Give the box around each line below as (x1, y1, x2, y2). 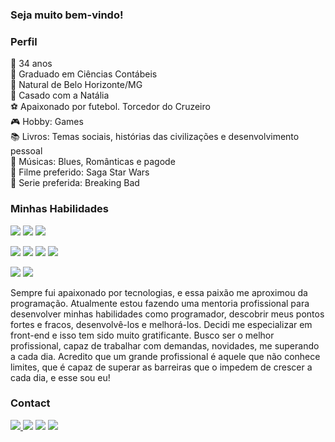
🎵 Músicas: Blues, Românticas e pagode (10, 156, 176, 168)
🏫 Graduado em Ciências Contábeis (10, 68, 158, 80)
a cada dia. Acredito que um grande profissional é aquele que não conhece (10, 350, 321, 362)
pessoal (10, 145, 43, 157)
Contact (10, 396, 51, 410)
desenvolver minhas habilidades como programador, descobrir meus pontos (10, 308, 325, 320)
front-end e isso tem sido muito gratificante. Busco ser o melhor (10, 329, 275, 341)
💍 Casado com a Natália (10, 89, 110, 102)
